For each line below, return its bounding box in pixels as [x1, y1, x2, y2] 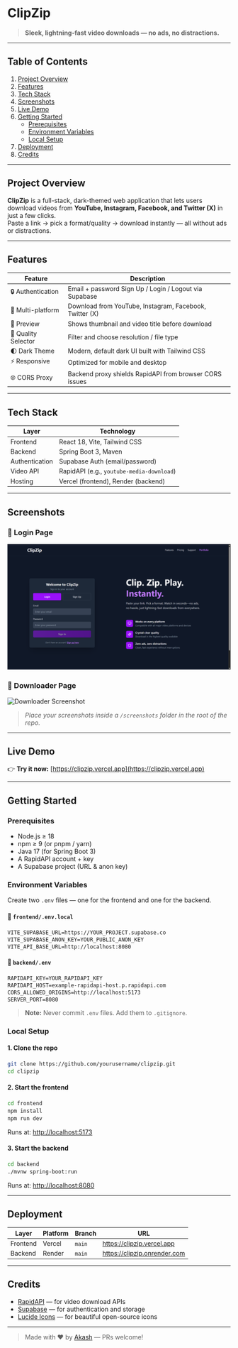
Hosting [10, 477, 34, 486]
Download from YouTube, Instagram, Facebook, [67, 302, 207, 310]
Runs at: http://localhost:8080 [7, 1180, 95, 1190]
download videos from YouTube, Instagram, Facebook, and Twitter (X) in [7, 204, 223, 212]
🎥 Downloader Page [7, 681, 76, 691]
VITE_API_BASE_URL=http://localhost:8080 [7, 943, 132, 950]
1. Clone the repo [7, 1043, 58, 1052]
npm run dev [7, 1114, 42, 1122]
